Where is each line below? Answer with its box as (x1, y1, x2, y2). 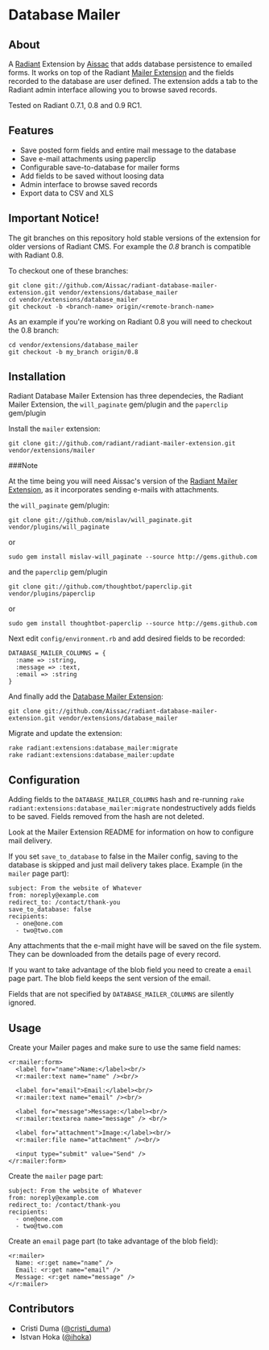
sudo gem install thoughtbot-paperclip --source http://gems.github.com (8, 620, 258, 628)
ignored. (8, 998, 36, 1008)
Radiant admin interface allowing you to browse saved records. (8, 85, 217, 94)
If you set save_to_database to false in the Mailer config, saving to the (8, 851, 239, 861)
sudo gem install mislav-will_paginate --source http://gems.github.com (8, 553, 258, 562)
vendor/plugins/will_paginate (8, 523, 110, 532)
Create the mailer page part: (8, 1172, 103, 1181)
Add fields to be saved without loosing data (19, 171, 164, 181)
